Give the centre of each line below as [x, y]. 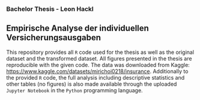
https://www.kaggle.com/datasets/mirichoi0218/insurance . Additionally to [97, 71]
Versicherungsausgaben [53, 38]
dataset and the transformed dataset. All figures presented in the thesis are [99, 58]
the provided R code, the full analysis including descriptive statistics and [95, 77]
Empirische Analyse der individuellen [77, 28]
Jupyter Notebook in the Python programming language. [74, 90]
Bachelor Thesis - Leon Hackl [50, 9]
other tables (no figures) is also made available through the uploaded [92, 84]
